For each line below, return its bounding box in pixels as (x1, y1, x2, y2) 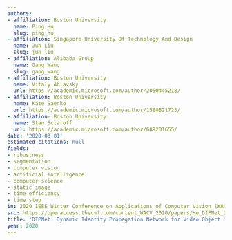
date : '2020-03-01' (7, 132, 64, 139)
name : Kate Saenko (13, 100, 67, 107)
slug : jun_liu (13, 49, 54, 56)
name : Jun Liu (13, 42, 54, 49)
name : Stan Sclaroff (13, 119, 72, 127)
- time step (7, 196, 41, 204)
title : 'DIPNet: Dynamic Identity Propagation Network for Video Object (7, 216, 221, 223)
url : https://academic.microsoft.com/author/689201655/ (13, 126, 177, 133)
